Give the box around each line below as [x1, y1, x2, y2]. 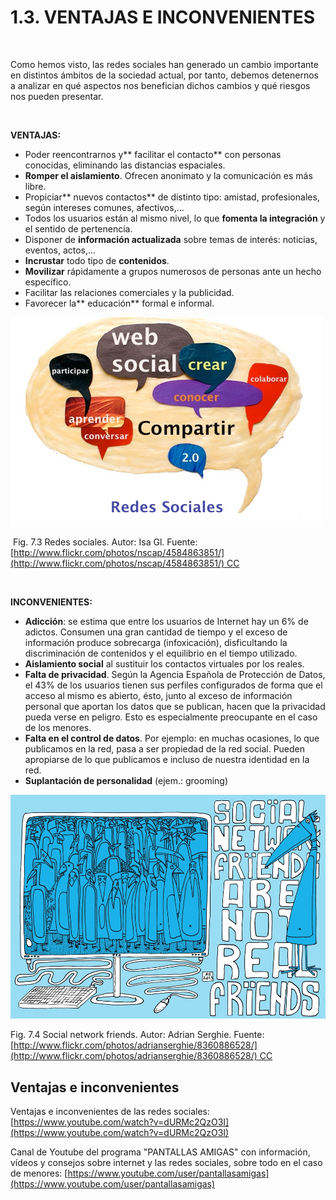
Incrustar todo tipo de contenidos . [24, 254, 170, 266]
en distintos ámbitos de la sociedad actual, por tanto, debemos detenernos [10, 69, 320, 81]
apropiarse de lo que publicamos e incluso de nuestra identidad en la [24, 753, 310, 765]
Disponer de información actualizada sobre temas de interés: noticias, [24, 233, 318, 245]
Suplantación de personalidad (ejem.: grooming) [24, 774, 229, 786]
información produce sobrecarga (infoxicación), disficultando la [24, 636, 288, 648]
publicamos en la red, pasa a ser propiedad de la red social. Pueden [24, 742, 306, 755]
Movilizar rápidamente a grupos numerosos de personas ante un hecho [24, 265, 322, 277]
